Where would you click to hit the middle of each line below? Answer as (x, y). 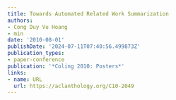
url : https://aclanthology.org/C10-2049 (74, 86)
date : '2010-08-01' (36, 40)
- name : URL (25, 79)
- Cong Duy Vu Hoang (38, 27)
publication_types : (36, 54)
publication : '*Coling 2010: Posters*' (66, 66)
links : (17, 73)
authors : (20, 20)
